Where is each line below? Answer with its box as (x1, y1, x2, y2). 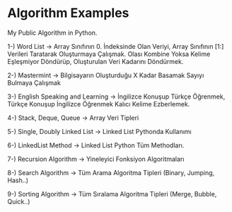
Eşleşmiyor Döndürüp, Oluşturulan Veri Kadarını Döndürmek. (7, 57, 184, 65)
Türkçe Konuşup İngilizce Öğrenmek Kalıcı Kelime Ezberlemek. (7, 99, 190, 108)
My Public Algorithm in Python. (7, 28, 98, 37)
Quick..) (7, 197, 30, 206)
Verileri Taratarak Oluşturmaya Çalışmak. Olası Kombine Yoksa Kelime (7, 50, 211, 58)
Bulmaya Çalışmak (7, 78, 62, 87)
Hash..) (7, 176, 29, 184)
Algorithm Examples (7, 5, 129, 21)
